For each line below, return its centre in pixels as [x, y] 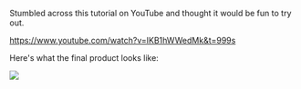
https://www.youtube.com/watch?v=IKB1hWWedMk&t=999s [123, 40]
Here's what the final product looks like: [84, 58]
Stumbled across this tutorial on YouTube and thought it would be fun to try [150, 13]
